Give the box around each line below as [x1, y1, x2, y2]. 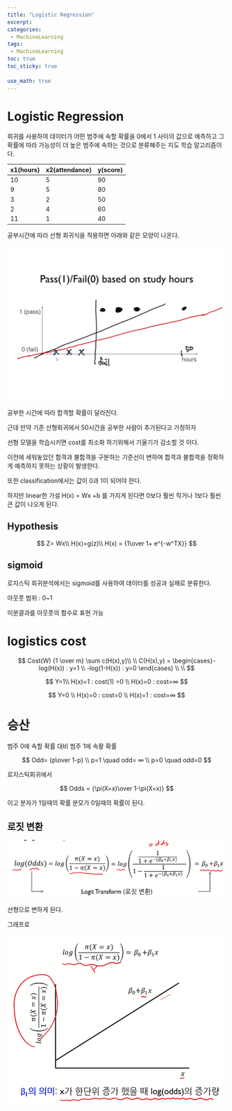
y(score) [97, 165, 123, 174]
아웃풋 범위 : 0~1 [7, 594, 53, 602]
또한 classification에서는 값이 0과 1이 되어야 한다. [7, 476, 142, 485]
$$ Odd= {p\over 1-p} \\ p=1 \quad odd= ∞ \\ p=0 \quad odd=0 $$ [22, 755, 212, 764]
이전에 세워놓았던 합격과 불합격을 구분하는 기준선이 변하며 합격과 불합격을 [7, 453, 206, 462]
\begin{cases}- [172, 656, 216, 665]
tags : [7, 40, 23, 48]
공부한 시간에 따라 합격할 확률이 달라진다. [7, 409, 119, 417]
